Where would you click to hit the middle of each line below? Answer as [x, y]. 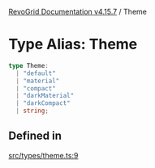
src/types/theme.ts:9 [43, 155]
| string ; [32, 111]
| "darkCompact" [43, 103]
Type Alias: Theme [73, 44]
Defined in [35, 136]
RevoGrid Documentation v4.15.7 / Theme [78, 12]
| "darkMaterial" [45, 96]
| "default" [36, 73]
